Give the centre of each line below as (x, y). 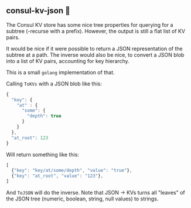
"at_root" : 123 (30, 138)
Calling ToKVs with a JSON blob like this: (54, 84)
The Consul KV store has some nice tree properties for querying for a (90, 25)
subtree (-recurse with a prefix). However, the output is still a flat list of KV (96, 31)
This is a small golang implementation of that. (61, 72)
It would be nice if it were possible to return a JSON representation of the (94, 48)
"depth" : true (44, 116)
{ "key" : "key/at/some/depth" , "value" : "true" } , (72, 171)
